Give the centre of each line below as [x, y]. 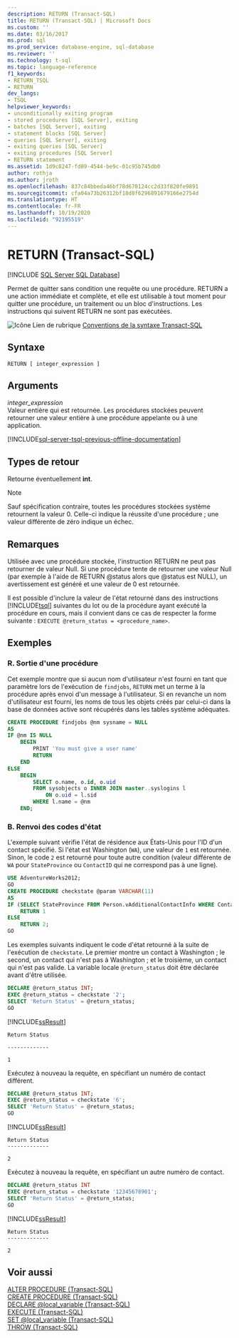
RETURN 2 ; [35, 924]
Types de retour [43, 462]
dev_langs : [23, 93]
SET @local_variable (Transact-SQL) [60, 1319]
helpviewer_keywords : [39, 107]
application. [25, 426]
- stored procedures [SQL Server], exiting [73, 120]
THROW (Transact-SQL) [43, 1327]
